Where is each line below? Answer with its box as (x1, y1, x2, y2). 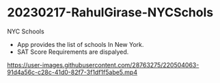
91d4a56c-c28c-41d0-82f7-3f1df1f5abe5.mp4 (7, 68, 138, 76)
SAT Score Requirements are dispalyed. (16, 48, 129, 56)
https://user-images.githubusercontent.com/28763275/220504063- (7, 61, 200, 69)
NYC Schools (7, 27, 44, 35)
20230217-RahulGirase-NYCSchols (7, 5, 214, 20)
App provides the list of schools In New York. (16, 40, 144, 48)
